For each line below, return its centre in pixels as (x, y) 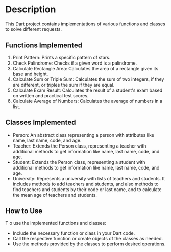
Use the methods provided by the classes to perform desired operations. (89, 244)
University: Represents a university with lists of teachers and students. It (89, 178)
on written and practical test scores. (51, 95)
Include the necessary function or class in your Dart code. (74, 233)
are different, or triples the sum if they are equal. (64, 85)
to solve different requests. (34, 29)
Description (31, 9)
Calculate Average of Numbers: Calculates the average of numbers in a (87, 101)
